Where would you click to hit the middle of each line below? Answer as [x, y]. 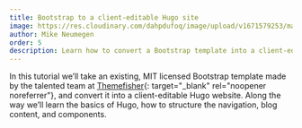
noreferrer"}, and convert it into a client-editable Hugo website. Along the [145, 96]
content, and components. [58, 115]
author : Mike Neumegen [52, 34]
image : [22, 26]
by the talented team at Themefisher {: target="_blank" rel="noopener [138, 86]
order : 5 [26, 43]
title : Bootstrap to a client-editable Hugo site [104, 17]
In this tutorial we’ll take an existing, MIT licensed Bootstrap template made [148, 76]
